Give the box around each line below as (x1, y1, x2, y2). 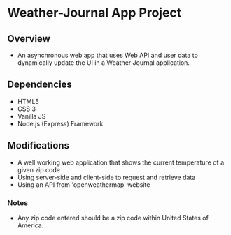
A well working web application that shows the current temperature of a (17, 158, 225, 167)
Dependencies (7, 79, 72, 91)
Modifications (7, 139, 70, 151)
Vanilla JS (17, 112, 46, 120)
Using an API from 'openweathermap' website (17, 180, 150, 189)
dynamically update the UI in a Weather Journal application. (17, 59, 190, 67)
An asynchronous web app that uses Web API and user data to (17, 51, 198, 59)
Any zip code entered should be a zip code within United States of (17, 213, 209, 222)
